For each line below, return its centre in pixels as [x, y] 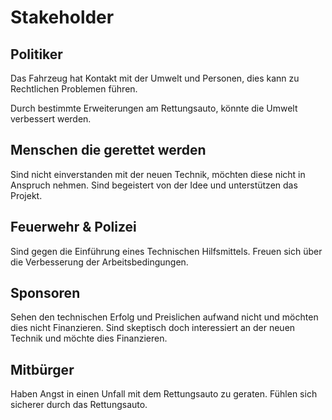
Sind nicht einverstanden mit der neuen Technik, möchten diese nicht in [158, 174]
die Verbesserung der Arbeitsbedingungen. [99, 262]
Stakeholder [62, 17]
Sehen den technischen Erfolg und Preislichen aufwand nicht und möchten [164, 317]
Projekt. [26, 195]
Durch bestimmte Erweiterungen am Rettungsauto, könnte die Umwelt [154, 108]
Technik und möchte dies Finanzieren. [89, 338]
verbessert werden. [51, 119]
